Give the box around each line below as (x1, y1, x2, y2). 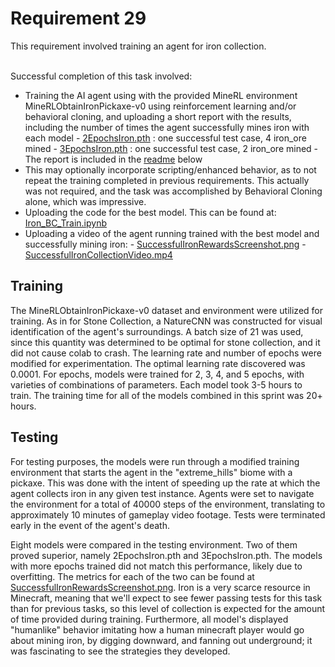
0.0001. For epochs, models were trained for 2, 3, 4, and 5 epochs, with (10, 368, 305, 380)
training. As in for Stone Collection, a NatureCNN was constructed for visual (10, 315, 323, 327)
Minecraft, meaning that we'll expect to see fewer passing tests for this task (10, 592, 323, 604)
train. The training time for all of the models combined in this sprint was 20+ (10, 389, 323, 401)
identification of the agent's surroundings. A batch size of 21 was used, (10, 325, 304, 337)
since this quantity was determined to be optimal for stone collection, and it (10, 336, 321, 348)
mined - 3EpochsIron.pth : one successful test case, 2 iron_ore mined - (24, 142, 319, 154)
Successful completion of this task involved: (10, 70, 193, 82)
